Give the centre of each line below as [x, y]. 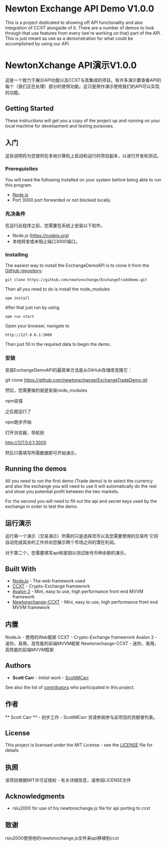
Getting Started [29, 108]
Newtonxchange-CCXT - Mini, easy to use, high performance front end [85, 602]
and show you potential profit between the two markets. [62, 491]
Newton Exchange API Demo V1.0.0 [80, 9]
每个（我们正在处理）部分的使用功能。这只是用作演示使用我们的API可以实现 [83, 86]
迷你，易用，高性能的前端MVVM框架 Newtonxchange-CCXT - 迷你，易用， [82, 643]
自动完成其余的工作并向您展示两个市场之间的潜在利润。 [61, 542]
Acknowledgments [35, 796]
